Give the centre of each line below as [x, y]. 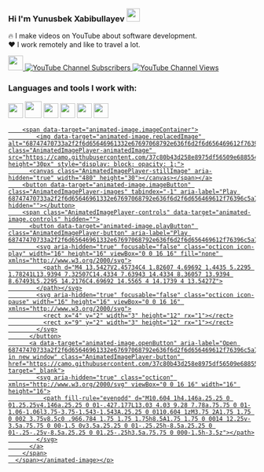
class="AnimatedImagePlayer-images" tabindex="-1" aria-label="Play [123, 192]
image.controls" [35, 219]
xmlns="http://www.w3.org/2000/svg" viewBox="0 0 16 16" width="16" [123, 384]
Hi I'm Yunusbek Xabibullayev [66, 18]
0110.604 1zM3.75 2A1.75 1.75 [202, 412]
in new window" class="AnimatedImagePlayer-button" [94, 357]
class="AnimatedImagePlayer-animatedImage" [81, 150]
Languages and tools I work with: [73, 88]
